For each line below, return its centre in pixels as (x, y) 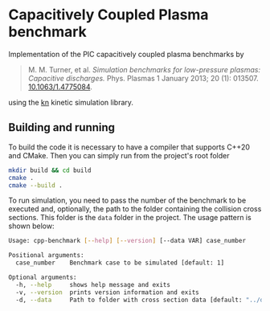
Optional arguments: (43, 277)
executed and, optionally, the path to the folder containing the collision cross (135, 209)
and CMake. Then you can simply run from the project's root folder (119, 155)
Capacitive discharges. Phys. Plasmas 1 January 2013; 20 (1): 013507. (143, 78)
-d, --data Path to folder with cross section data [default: (129, 300)
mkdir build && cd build (50, 170)
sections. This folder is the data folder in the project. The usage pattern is (130, 218)
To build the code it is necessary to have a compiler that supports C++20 (129, 147)
